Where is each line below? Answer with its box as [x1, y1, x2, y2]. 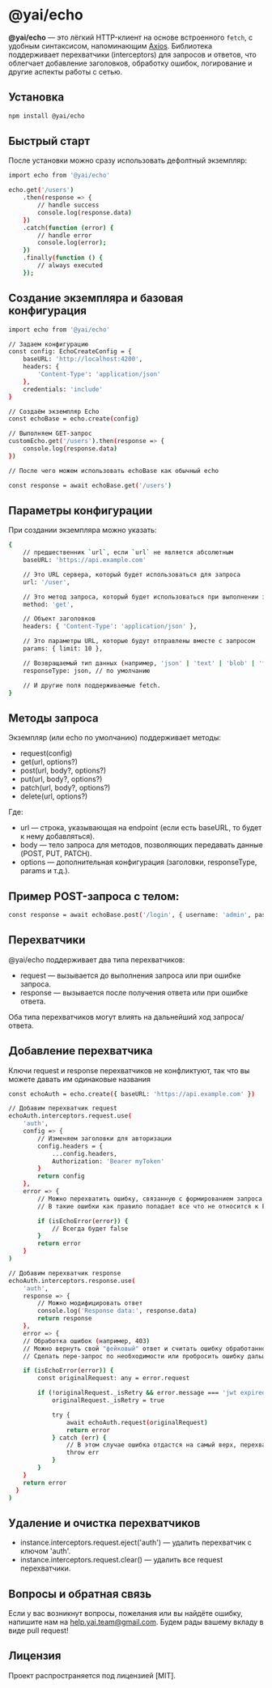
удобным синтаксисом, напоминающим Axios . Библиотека [8, 40, 213, 50]
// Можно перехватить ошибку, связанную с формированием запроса [37, 1195, 263, 1203]
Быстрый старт [8, 134, 91, 148]
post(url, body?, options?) [19, 765, 107, 775]
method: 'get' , [23, 600, 74, 608]
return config [37, 1172, 85, 1180]
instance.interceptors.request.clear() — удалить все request [19, 1555, 223, 1565]
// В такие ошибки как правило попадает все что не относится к [37, 1202, 259, 1210]
